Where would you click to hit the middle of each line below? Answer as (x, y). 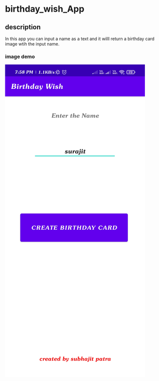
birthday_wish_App (45, 9)
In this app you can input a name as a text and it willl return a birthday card (80, 39)
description (23, 27)
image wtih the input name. (32, 44)
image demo (20, 56)
